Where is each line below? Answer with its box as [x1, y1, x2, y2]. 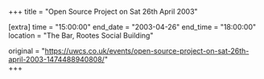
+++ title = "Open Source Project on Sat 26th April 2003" [8, 7, 199, 16]
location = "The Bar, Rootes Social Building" [8, 31, 154, 40]
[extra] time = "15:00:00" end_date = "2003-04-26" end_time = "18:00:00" [8, 22, 256, 31]
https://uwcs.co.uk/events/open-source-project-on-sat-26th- [44, 46, 250, 55]
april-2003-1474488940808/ [8, 55, 105, 64]
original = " [8, 46, 46, 55]
